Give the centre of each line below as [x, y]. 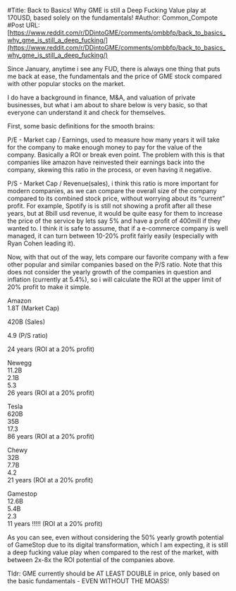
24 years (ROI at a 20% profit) [51, 349]
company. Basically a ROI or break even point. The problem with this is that [116, 155]
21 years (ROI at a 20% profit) [50, 480]
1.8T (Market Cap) [33, 308]
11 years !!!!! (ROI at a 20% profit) [55, 524]
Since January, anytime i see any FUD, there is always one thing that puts [114, 69]
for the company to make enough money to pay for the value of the [105, 147]
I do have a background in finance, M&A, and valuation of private [101, 97]
